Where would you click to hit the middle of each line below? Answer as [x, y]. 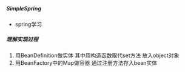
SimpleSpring [24, 8]
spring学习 [29, 24]
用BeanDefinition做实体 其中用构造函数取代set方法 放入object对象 [97, 55]
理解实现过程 [22, 39]
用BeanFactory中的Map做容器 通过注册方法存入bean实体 [86, 62]
